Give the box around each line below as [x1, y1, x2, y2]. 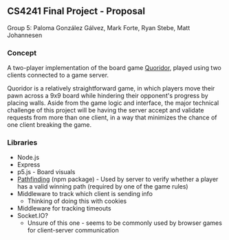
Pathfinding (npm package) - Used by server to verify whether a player [17, 175, 219, 184]
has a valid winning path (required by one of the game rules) [17, 182, 188, 191]
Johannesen [7, 31, 43, 39]
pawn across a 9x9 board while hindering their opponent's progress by [7, 92, 208, 100]
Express [17, 160, 41, 169]
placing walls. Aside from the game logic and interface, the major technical [7, 99, 219, 107]
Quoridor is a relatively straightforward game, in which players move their [7, 84, 215, 93]
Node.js [17, 154, 40, 162]
